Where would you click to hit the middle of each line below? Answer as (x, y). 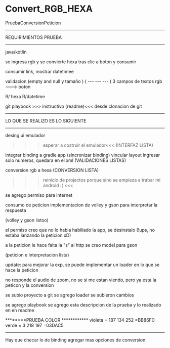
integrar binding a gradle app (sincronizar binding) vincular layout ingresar (83, 155)
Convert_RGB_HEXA (49, 9)
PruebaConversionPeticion (33, 23)
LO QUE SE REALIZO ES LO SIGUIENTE (46, 121)
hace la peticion (22, 270)
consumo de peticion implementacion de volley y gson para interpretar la (81, 205)
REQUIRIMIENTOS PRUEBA (34, 37)
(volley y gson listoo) (27, 220)
